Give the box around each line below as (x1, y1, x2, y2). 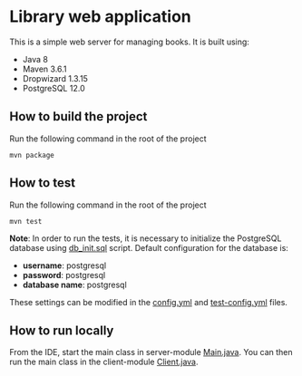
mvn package (9, 150, 54, 159)
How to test (9, 175, 75, 191)
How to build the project (9, 109, 148, 124)
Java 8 (22, 53, 48, 64)
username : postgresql (22, 260, 107, 271)
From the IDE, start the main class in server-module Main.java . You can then (9, 347, 293, 358)
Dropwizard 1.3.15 (22, 72, 89, 83)
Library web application (9, 6, 192, 27)
